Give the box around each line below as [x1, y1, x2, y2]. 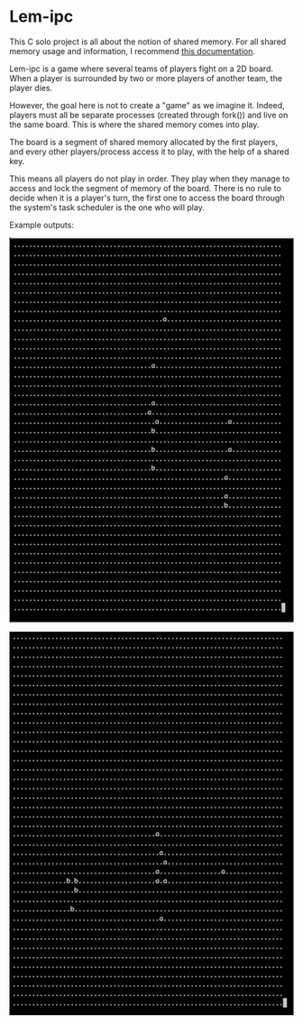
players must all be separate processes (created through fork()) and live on [9, 109, 289, 120]
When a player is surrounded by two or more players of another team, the [9, 72, 282, 83]
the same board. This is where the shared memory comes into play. [9, 119, 260, 130]
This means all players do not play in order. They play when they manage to [9, 173, 290, 184]
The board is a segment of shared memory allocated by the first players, [9, 136, 278, 147]
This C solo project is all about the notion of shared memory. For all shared [9, 36, 287, 47]
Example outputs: [9, 219, 75, 230]
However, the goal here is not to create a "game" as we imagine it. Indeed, [9, 99, 286, 110]
